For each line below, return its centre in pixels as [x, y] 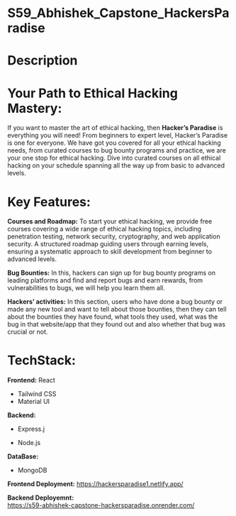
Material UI [34, 402]
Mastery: [35, 108]
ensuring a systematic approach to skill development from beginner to [110, 252]
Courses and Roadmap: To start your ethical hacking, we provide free [110, 221]
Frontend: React [31, 380]
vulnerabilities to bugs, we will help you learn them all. [86, 288]
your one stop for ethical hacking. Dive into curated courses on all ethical [114, 158]
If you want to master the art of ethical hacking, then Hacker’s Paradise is [115, 128]
